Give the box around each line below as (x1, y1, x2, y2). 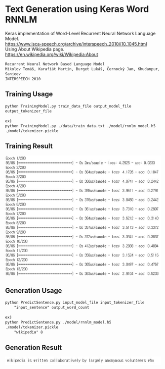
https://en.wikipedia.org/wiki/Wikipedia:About (5, 51, 98, 57)
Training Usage (5, 90, 53, 99)
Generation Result (5, 343, 62, 352)
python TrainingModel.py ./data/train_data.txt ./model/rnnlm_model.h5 (5, 123, 156, 128)
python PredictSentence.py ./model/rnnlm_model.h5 (5, 320, 112, 325)
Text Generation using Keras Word (5, 3, 149, 15)
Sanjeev (5, 71, 21, 76)
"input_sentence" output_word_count (14, 305, 90, 310)
